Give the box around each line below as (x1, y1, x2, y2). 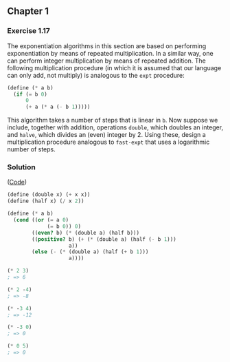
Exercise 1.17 (7, 26, 50, 36)
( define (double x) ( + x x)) (7, 191, 91, 198)
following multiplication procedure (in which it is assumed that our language (7, 63, 222, 72)
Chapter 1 (7, 6, 49, 17)
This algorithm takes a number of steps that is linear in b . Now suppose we (7, 116, 218, 125)
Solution (7, 162, 36, 172)
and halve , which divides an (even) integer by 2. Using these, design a (7, 131, 206, 139)
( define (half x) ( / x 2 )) (7, 198, 84, 205)
